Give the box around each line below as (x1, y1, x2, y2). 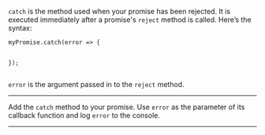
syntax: (8, 24, 32, 32)
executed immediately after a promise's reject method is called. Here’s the (8, 15, 252, 24)
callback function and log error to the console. (8, 111, 160, 120)
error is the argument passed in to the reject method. (8, 80, 185, 89)
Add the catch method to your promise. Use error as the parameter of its (8, 102, 245, 111)
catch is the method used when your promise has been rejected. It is (8, 7, 231, 16)
